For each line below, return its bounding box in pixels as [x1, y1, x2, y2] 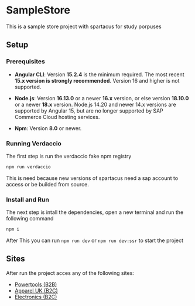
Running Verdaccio [6, 139, 61, 147]
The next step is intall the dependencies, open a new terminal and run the [6, 209, 184, 216]
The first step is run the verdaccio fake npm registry [6, 152, 132, 159]
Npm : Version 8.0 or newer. [14, 124, 82, 132]
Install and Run [6, 195, 50, 203]
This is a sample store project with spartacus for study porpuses [6, 23, 162, 30]
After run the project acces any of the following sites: [6, 269, 135, 276]
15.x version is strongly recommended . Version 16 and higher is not [14, 77, 180, 84]
